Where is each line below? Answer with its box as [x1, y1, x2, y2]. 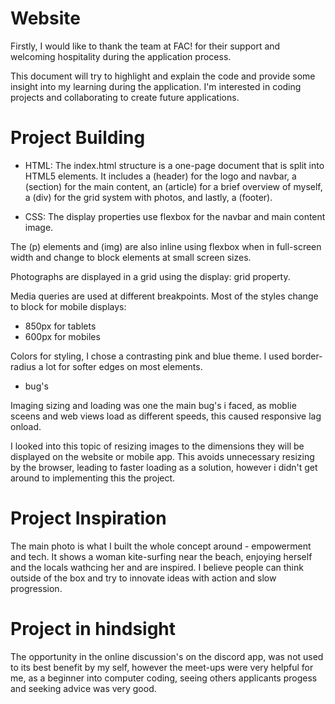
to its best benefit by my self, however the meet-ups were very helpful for [10, 661, 314, 673]
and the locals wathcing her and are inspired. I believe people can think [10, 561, 304, 573]
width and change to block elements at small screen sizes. [10, 251, 252, 263]
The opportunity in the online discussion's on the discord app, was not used [10, 650, 324, 662]
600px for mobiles [24, 330, 101, 342]
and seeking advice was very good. [10, 682, 157, 694]
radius [10, 360, 37, 372]
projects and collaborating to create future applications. [10, 91, 240, 103]
